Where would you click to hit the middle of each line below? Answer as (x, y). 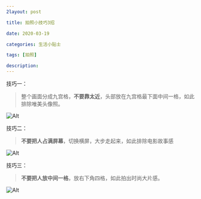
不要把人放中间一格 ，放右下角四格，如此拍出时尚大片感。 (92, 178)
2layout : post (24, 12)
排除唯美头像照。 (42, 104)
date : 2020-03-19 (28, 34)
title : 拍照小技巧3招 (31, 22)
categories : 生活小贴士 (34, 44)
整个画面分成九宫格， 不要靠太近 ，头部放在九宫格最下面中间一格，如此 (108, 96)
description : (22, 66)
